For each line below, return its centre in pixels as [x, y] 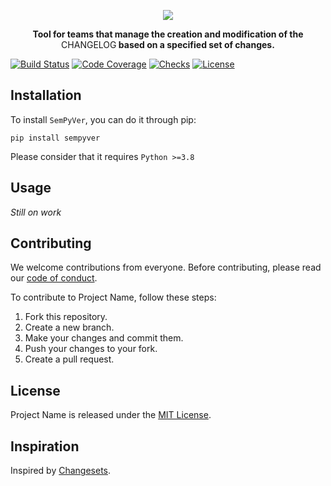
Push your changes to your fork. [91, 349]
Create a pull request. [69, 359]
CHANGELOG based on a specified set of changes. [168, 44]
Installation [46, 95]
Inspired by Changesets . [61, 471]
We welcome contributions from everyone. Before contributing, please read [166, 267]
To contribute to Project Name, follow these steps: [113, 297]
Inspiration [45, 446]
